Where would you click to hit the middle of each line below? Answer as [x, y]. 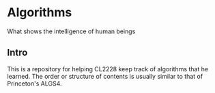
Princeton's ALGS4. [35, 83]
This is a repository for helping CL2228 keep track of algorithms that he [108, 69]
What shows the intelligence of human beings [71, 31]
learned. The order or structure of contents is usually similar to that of [105, 76]
